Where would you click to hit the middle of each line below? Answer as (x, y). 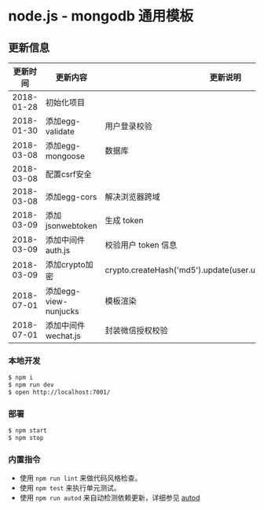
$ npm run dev (31, 385)
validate (60, 132)
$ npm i (21, 378)
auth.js (58, 250)
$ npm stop (26, 438)
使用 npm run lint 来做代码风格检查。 (81, 478)
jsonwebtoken (71, 226)
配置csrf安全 (68, 174)
